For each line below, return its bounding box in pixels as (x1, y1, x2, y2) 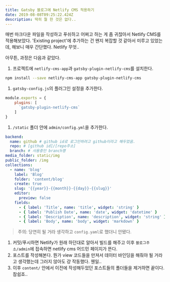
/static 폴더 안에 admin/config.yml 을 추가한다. (12, 124, 108, 130)
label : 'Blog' (14, 172, 44, 177)
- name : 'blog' (10, 167, 42, 172)
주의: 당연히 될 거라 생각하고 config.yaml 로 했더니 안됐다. (17, 229, 132, 235)
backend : (5, 134, 24, 139)
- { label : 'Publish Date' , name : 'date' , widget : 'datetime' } (18, 210, 157, 215)
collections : (5, 163, 33, 168)
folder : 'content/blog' (14, 177, 65, 182)
